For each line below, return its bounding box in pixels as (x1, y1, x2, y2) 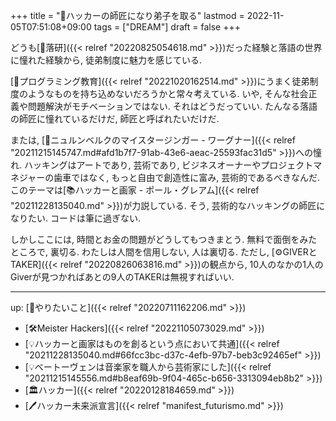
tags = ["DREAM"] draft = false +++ (93, 21, 241, 33)
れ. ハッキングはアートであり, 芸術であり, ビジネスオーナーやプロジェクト (10, 159, 314, 171)
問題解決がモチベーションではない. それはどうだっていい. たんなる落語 (27, 100, 318, 112)
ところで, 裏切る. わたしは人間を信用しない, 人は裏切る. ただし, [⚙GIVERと (10, 246, 318, 258)
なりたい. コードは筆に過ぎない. (10, 212, 142, 224)
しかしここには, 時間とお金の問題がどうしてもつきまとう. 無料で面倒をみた (10, 234, 318, 245)
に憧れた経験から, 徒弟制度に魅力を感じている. (10, 54, 203, 66)
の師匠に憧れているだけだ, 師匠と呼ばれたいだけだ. (10, 113, 220, 124)
